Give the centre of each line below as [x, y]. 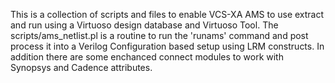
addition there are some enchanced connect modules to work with [147, 57]
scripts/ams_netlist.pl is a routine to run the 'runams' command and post [159, 35]
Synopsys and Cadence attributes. [81, 67]
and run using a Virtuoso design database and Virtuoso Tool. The [144, 25]
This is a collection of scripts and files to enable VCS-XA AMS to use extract [167, 14]
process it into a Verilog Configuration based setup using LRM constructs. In [167, 46]
